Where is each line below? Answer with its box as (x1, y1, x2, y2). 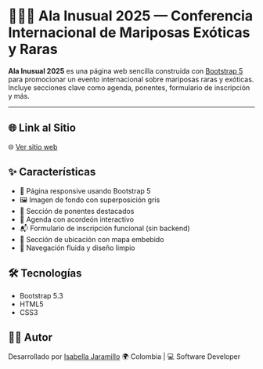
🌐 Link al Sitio (8, 121, 77, 135)
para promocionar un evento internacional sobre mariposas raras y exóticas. (8, 74, 254, 84)
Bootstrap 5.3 (19, 291, 64, 301)
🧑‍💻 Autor (8, 331, 53, 344)
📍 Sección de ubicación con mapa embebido (19, 234, 164, 244)
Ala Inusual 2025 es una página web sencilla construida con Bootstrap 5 (8, 66, 243, 75)
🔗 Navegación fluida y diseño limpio (19, 243, 135, 252)
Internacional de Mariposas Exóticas (8, 24, 250, 42)
